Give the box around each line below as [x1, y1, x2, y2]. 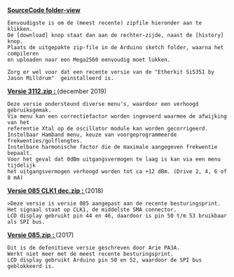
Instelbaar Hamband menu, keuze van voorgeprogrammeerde [7, 131, 177, 138]
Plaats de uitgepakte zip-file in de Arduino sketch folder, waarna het [7, 44, 224, 51]
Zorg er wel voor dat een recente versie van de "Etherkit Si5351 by [7, 69, 215, 76]
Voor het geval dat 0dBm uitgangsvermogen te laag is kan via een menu [7, 156, 221, 163]
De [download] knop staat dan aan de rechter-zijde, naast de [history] [7, 32, 224, 39]
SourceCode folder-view [7, 6, 81, 14]
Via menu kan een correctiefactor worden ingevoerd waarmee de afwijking [7, 113, 228, 120]
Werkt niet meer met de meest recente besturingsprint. [7, 250, 174, 257]
